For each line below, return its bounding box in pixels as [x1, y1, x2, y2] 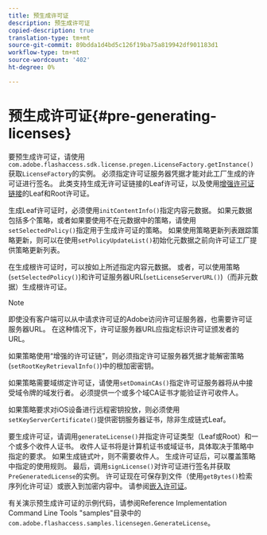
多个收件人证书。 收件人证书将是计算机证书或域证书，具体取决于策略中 [21, 441, 254, 451]
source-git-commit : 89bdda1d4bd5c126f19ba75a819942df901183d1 [8, 41, 219, 49]
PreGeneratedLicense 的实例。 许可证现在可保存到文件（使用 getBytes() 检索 [8, 471, 253, 481]
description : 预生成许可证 [8, 19, 91, 27]
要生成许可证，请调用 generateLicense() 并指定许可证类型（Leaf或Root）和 [8, 431, 252, 441]
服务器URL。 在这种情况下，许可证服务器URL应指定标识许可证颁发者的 [8, 324, 240, 334]
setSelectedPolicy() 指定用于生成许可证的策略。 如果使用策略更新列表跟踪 [8, 225, 252, 235]
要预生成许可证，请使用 [8, 152, 85, 161]
